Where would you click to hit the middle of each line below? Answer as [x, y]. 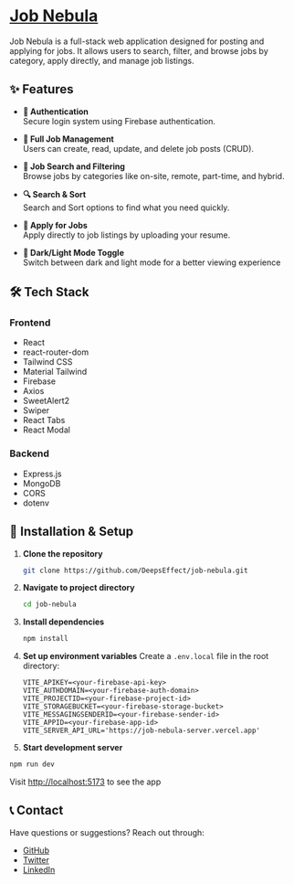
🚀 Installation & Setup [72, 532]
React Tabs [44, 421]
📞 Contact [37, 810]
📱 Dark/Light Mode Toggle [73, 252]
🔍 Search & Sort [54, 194]
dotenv [36, 503]
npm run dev [32, 764]
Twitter [36, 859]
